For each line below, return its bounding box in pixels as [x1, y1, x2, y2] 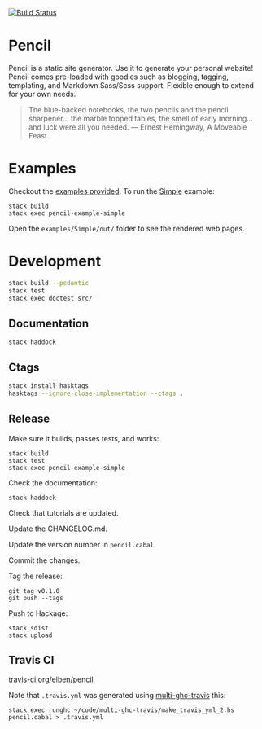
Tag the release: [8, 571, 63, 581]
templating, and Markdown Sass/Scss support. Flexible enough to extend [8, 80, 254, 90]
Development [8, 253, 102, 270]
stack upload [8, 631, 53, 639]
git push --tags [8, 594, 63, 602]
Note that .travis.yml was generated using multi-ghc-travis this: [8, 691, 226, 700]
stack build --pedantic [8, 279, 90, 287]
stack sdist [8, 624, 49, 632]
